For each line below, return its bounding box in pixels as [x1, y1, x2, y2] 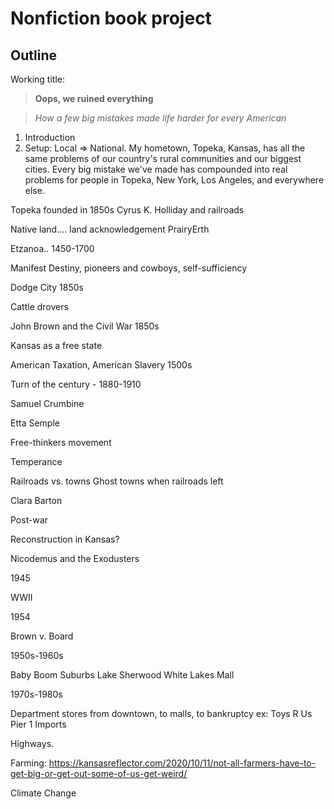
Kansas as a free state [10, 340, 103, 351]
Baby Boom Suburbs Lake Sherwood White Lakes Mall [10, 669, 235, 681]
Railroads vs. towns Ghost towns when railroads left [10, 475, 224, 487]
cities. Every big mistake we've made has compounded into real [24, 163, 288, 175]
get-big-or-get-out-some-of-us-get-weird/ [10, 768, 188, 779]
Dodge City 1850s [10, 282, 84, 293]
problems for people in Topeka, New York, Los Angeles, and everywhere [24, 174, 325, 186]
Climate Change [10, 787, 77, 799]
